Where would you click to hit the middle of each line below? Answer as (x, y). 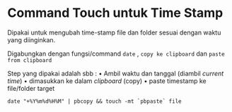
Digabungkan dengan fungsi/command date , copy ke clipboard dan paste (116, 54)
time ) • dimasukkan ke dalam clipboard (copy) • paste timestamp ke (107, 81)
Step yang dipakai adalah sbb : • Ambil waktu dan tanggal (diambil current (116, 73)
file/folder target (31, 88)
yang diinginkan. (31, 39)
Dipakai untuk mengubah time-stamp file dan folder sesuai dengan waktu (114, 32)
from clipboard (30, 60)
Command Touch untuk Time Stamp (115, 13)
